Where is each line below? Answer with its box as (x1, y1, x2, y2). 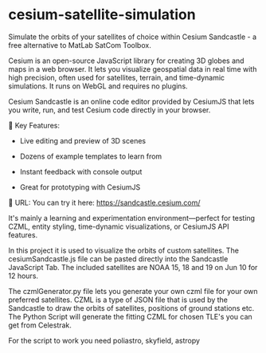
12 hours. (8, 271, 38, 280)
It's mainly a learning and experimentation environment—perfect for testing (8, 213, 256, 222)
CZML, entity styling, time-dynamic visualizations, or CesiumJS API (8, 222, 229, 231)
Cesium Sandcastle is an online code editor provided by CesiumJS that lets (8, 96, 255, 106)
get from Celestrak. (8, 320, 72, 330)
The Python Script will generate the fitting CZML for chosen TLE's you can (8, 312, 252, 321)
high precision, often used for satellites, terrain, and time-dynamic (8, 73, 225, 82)
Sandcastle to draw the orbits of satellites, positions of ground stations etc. (8, 303, 255, 312)
